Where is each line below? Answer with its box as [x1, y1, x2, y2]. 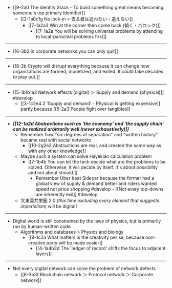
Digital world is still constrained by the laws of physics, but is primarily [12, 218, 161, 224]
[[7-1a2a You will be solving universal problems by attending [35, 28, 163, 34]
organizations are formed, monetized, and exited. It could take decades [12, 69, 164, 74]
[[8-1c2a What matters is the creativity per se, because [28, 234, 144, 240]
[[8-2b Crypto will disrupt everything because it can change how [12, 63, 150, 69]
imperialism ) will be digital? [20, 203, 78, 209]
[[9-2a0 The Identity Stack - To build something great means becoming [12, 5, 164, 10]
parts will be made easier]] [46, 240, 103, 245]
